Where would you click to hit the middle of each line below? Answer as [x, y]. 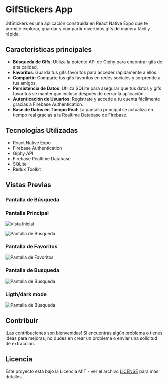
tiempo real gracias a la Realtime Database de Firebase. [70, 115]
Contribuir [22, 321]
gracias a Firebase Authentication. [48, 104]
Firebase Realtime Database [42, 158]
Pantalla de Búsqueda [32, 199]
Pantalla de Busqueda [32, 270]
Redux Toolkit [27, 169]
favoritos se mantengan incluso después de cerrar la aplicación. [79, 93]
